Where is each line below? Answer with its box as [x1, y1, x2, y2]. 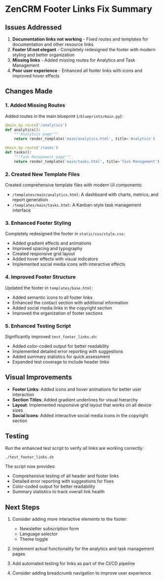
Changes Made [5, 87, 53, 96]
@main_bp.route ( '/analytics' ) [5, 122, 67, 128]
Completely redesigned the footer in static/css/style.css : [5, 231, 125, 237]
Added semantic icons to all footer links [12, 294, 93, 300]
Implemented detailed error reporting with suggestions [12, 348, 124, 354]
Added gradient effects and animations [12, 240, 92, 246]
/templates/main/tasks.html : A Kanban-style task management [12, 202, 141, 208]
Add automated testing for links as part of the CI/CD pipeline [12, 561, 135, 567]
